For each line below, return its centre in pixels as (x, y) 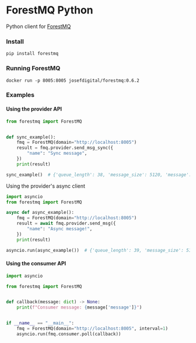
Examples (20, 95)
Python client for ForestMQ (38, 26)
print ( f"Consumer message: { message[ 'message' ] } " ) (79, 307)
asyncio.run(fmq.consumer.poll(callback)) (69, 334)
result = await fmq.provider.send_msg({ (66, 224)
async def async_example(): (40, 213)
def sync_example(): (31, 137)
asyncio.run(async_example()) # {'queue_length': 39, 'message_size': (95, 250)
